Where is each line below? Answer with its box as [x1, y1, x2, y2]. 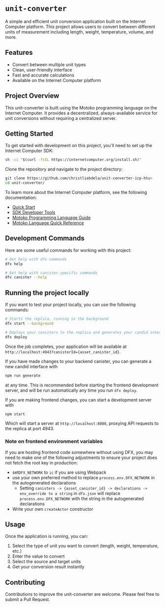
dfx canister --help [5, 275, 48, 280]
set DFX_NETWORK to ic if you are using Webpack [12, 469, 107, 475]
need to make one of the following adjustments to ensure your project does [5, 455, 158, 460]
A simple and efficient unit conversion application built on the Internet [5, 18, 146, 24]
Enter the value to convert [12, 553, 65, 559]
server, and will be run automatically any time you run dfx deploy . [5, 387, 138, 393]
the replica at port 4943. [5, 426, 55, 432]
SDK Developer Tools [12, 209, 55, 215]
